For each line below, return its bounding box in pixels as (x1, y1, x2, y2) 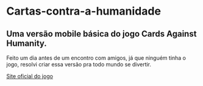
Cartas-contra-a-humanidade (6, 4, 162, 18)
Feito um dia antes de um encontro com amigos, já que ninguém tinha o (6, 54, 187, 62)
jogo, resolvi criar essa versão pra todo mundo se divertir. (6, 61, 151, 68)
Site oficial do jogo (6, 73, 54, 80)
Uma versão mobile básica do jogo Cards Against (6, 29, 197, 39)
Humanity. (6, 38, 47, 48)
